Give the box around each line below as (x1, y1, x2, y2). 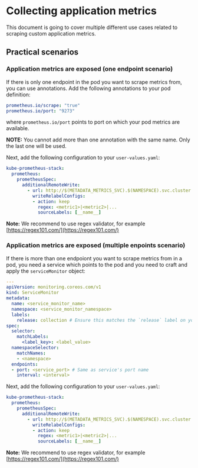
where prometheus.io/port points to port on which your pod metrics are (6, 118, 180, 125)
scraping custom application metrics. (6, 30, 96, 37)
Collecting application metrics (6, 4, 157, 18)
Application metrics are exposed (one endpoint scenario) (6, 65, 173, 73)
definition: (6, 91, 31, 98)
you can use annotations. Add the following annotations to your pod (6, 85, 171, 92)
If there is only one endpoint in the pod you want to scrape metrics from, (6, 78, 182, 85)
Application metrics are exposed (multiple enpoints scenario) (6, 241, 186, 250)
